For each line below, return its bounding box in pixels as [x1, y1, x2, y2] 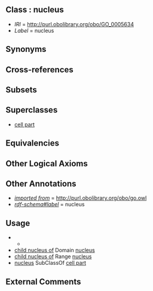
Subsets [5, 85, 37, 95]
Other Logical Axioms [5, 158, 88, 169]
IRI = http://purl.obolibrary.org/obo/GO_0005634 [14, 20, 134, 27]
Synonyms [5, 44, 47, 54]
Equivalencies [5, 138, 59, 148]
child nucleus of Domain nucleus [14, 247, 95, 254]
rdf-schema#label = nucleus [14, 201, 85, 208]
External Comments [5, 277, 81, 287]
